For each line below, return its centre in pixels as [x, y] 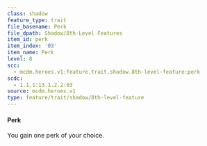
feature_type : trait [37, 20]
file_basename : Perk [37, 26]
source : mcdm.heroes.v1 [42, 91]
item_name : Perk [31, 53]
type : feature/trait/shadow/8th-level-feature [76, 98]
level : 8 [20, 59]
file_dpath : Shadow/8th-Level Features [65, 33]
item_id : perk [28, 40]
